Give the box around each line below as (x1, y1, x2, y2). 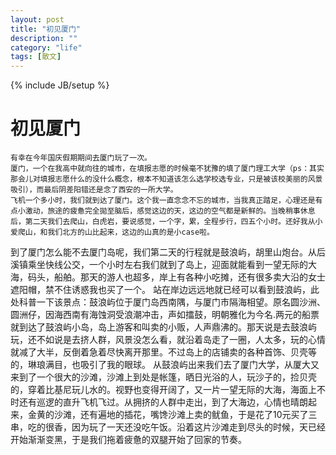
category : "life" (10, 42, 83, 53)
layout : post (10, 14, 65, 25)
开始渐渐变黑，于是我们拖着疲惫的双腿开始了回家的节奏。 (10, 434, 247, 446)
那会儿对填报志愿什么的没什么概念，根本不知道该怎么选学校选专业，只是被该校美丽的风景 (10, 174, 323, 185)
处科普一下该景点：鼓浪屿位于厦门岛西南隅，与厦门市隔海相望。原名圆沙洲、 (10, 296, 326, 308)
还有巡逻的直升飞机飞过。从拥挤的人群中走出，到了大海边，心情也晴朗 (18, 396, 308, 408)
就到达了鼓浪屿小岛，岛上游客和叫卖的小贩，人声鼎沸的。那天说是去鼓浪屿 (10, 321, 317, 333)
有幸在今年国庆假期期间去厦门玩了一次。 (10, 153, 152, 163)
